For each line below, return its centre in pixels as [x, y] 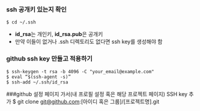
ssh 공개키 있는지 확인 [37, 9]
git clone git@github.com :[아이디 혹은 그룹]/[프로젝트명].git [88, 101]
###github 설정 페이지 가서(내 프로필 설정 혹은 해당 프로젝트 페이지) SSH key [97, 94]
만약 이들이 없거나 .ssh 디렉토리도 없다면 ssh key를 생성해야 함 [89, 42]
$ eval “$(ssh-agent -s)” [38, 77]
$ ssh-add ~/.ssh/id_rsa [37, 82]
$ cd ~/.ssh [21, 22]
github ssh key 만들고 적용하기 [50, 59]
